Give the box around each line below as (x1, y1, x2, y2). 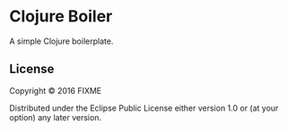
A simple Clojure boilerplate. (9, 36, 114, 46)
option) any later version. (9, 111, 101, 122)
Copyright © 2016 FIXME (9, 85, 102, 95)
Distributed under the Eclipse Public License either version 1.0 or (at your (9, 103, 279, 113)
